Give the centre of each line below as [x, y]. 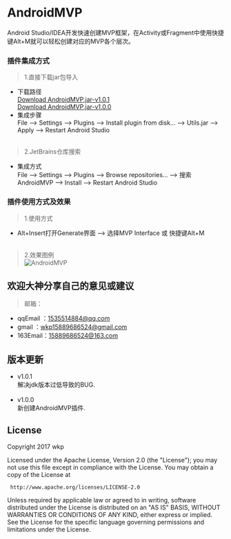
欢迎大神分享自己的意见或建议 [71, 286]
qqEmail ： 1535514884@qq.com [63, 318]
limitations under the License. [49, 529]
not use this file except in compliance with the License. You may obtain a [110, 467]
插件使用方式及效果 [39, 202]
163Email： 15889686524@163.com [68, 336]
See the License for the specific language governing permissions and [106, 522]
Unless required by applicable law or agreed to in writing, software [102, 500]
